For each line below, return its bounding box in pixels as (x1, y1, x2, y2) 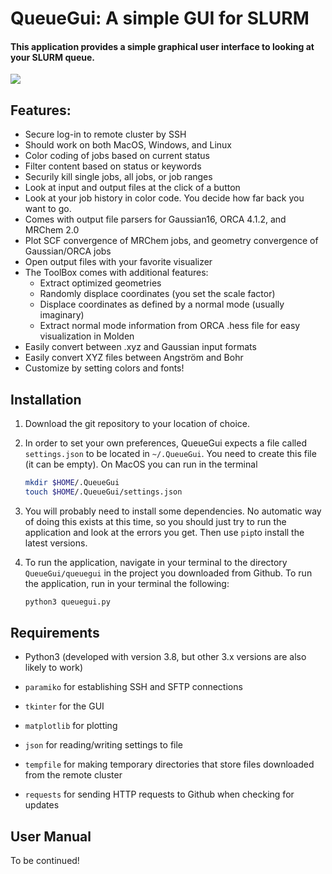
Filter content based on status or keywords (24, 160, 202, 172)
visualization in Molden (39, 330, 135, 342)
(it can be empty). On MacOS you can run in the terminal (24, 458, 258, 471)
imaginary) (39, 309, 85, 321)
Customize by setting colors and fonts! (24, 362, 185, 374)
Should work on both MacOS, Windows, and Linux (24, 139, 232, 151)
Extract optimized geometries (39, 277, 162, 289)
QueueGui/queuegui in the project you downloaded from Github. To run (24, 567, 313, 579)
